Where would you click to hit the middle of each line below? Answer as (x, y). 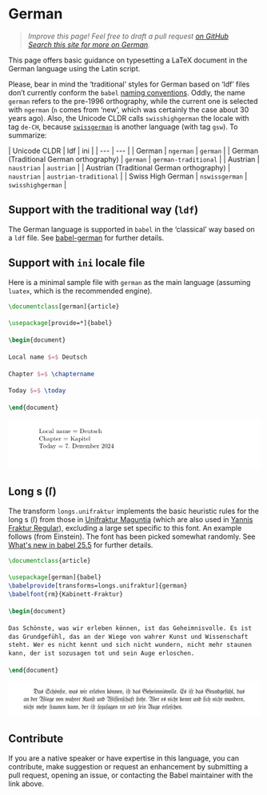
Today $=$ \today (37, 391)
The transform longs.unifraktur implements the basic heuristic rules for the (134, 511)
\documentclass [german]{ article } (64, 306)
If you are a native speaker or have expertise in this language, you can (124, 758)
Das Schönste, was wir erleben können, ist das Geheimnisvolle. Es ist (130, 628)
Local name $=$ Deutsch (48, 357)
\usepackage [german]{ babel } (55, 577)
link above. (26, 783)
